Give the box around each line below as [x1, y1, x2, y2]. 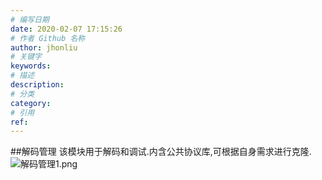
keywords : [10, 61, 52, 71]
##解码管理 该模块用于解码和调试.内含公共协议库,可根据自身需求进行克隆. [10, 146, 312, 158]
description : [10, 80, 65, 90]
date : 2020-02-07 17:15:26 [10, 24, 123, 34]
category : [10, 98, 52, 108]
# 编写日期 [10, 14, 50, 25]
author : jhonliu [10, 42, 78, 53]
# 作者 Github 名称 [10, 33, 86, 43]
